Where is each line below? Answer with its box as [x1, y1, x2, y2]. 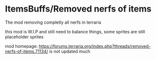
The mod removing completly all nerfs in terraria [5, 19, 102, 25]
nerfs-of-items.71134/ [5, 48, 48, 54]
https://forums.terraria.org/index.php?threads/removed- [38, 43, 151, 49]
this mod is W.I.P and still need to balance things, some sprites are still [5, 29, 145, 34]
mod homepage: [5, 43, 38, 49]
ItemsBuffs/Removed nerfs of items [5, 3, 152, 15]
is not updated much [49, 48, 91, 54]
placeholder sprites [5, 34, 44, 40]
